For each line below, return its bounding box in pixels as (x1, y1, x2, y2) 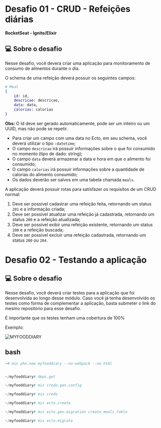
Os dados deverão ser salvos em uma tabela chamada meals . (12, 177, 135, 182)
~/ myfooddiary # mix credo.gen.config (5, 383, 82, 388)
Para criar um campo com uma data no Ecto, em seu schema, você (12, 135, 147, 141)
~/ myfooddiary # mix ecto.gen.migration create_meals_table (5, 409, 128, 414)
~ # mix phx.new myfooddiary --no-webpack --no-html (5, 361, 112, 366)
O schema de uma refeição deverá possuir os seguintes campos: (5, 75, 136, 81)
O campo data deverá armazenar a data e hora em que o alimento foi (12, 156, 151, 162)
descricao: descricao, (14, 98, 60, 103)
